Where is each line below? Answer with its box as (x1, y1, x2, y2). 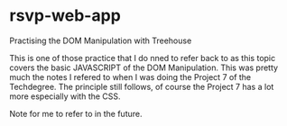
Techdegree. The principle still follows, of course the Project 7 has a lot (9, 81, 274, 92)
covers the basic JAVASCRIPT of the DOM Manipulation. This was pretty (9, 62, 278, 73)
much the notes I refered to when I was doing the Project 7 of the (9, 71, 252, 82)
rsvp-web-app (9, 5, 122, 26)
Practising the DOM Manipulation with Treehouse (9, 35, 192, 46)
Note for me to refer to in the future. (9, 108, 143, 119)
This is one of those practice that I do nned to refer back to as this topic (9, 52, 276, 63)
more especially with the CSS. (9, 91, 121, 102)
